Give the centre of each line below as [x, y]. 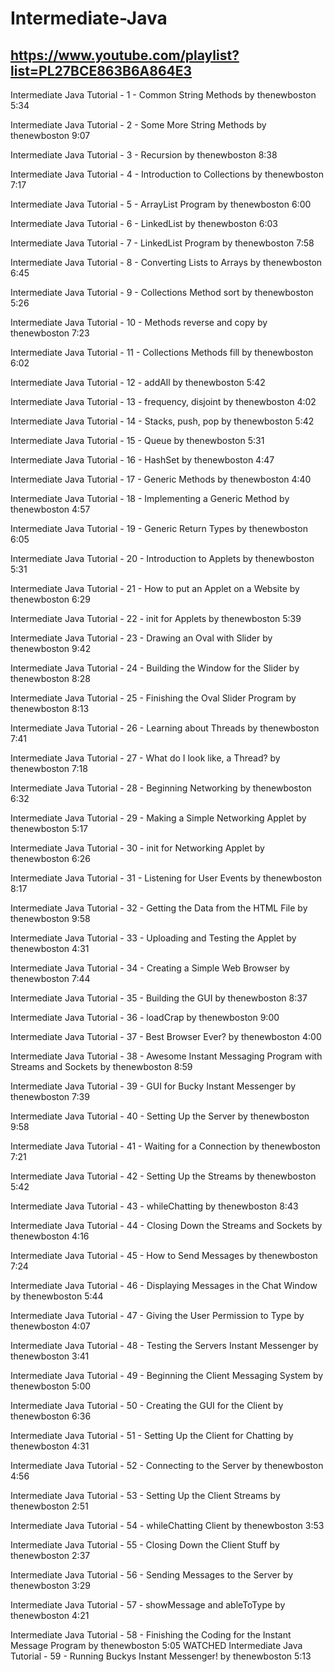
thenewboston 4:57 [50, 509]
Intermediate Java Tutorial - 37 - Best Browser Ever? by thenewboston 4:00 [166, 1036]
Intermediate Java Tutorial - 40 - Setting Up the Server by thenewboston [160, 1116]
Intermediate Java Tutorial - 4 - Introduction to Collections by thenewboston [167, 174]
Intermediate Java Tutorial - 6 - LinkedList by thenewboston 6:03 [144, 223]
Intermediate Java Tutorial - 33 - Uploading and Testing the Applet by [153, 938]
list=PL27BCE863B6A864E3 [101, 70]
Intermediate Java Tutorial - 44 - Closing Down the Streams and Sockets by [166, 1225]
